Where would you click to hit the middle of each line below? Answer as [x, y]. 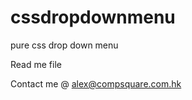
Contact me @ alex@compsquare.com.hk [96, 83]
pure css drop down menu [64, 45]
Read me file [36, 64]
